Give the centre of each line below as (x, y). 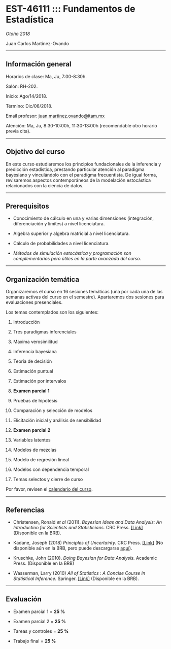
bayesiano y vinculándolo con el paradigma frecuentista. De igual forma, (81, 175)
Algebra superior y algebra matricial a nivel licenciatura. (71, 233)
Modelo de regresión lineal (41, 460)
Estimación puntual (33, 371)
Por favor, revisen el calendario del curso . (49, 489)
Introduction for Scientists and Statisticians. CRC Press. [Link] (78, 527)
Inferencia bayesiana (35, 352)
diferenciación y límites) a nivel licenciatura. (59, 224)
